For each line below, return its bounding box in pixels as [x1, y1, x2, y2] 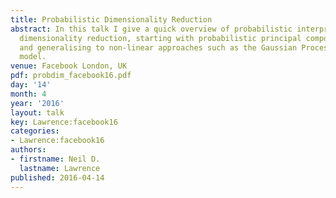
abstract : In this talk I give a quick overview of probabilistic [10, 24, 293, 34]
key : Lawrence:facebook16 [10, 117, 118, 127]
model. [19, 52, 47, 62]
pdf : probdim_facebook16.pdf [10, 71, 132, 81]
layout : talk [10, 107, 65, 118]
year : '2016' [10, 98, 65, 108]
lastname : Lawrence [19, 163, 101, 173]
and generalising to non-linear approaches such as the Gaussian [19, 42, 298, 53]
